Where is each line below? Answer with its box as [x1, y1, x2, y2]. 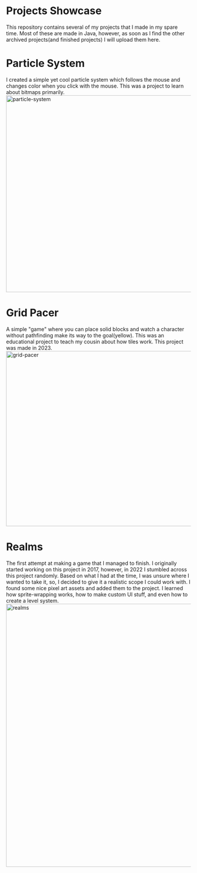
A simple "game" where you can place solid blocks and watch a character [6, 325, 185, 333]
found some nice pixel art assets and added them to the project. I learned [6, 584, 184, 591]
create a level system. [6, 597, 59, 604]
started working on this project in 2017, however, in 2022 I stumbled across [6, 566, 188, 573]
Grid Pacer [6, 306, 59, 320]
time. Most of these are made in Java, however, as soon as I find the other [6, 29, 185, 36]
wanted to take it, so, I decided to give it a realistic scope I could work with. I [6, 578, 191, 586]
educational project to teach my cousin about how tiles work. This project [6, 338, 184, 345]
